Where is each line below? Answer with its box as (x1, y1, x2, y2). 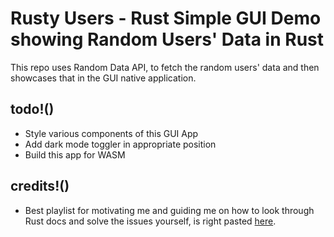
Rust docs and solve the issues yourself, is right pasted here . (24, 215, 277, 227)
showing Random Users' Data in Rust (10, 28, 324, 51)
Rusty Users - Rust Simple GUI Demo (10, 7, 322, 30)
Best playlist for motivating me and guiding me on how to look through (24, 204, 315, 216)
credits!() (10, 178, 70, 195)
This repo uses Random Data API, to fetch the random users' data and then (10, 61, 320, 73)
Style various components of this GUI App (24, 127, 199, 139)
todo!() (10, 101, 55, 118)
